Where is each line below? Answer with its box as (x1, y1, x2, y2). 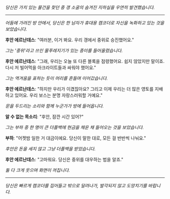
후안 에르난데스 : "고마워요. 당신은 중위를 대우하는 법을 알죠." (5, 157, 123, 162)
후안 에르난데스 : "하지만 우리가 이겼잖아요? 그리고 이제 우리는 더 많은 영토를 (5, 86, 154, 92)
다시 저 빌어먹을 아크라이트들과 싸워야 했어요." (5, 64, 96, 71)
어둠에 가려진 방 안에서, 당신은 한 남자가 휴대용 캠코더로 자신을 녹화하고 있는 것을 (5, 20, 164, 26)
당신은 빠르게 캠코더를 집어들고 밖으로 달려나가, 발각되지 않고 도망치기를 (5, 183, 147, 188)
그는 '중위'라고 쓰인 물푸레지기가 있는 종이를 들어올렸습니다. (5, 47, 123, 53)
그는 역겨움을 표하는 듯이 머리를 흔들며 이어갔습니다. (5, 75, 108, 81)
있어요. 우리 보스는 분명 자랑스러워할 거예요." (14, 92, 103, 98)
